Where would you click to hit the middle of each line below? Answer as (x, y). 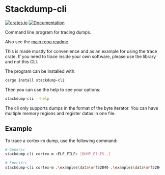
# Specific (16, 163)
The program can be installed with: (40, 71)
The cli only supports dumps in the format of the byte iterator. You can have (82, 108)
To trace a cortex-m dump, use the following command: (61, 141)
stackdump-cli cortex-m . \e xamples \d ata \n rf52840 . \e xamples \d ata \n (77, 168)
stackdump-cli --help (27, 99)
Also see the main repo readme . (37, 42)
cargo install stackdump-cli (35, 80)
